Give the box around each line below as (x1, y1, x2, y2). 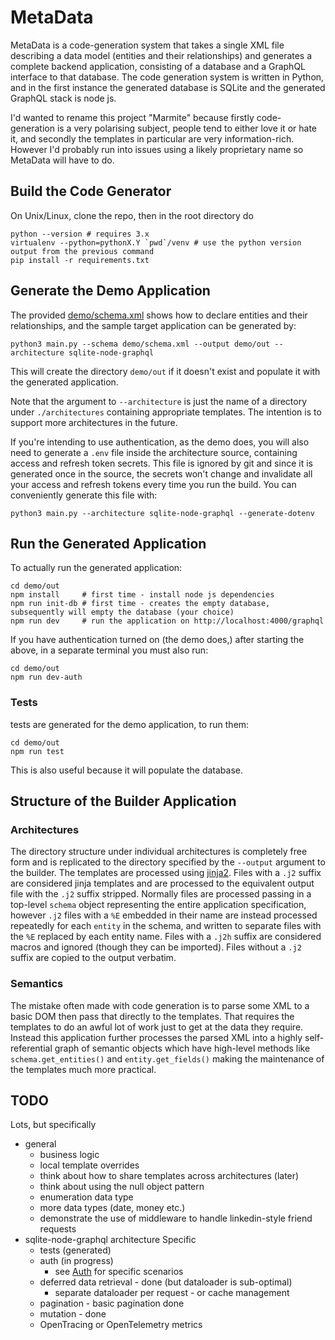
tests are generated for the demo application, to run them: (10, 718, 250, 730)
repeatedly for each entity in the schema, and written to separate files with (10, 920, 322, 932)
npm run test (10, 746, 65, 756)
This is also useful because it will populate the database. (10, 764, 243, 776)
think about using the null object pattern (39, 1181, 205, 1193)
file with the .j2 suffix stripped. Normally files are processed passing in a (10, 888, 312, 900)
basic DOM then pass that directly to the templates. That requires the (10, 1010, 295, 1022)
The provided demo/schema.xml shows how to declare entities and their (10, 309, 308, 321)
